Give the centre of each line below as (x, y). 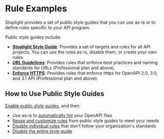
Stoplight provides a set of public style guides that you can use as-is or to (81, 22)
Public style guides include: (33, 37)
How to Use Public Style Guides (55, 94)
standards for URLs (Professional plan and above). (64, 68)
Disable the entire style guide (42, 131)
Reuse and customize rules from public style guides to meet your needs (86, 120)
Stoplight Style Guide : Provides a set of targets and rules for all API (81, 46)
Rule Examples (36, 9)
